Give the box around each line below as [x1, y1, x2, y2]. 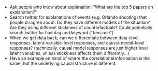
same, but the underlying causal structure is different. [9, 60, 117, 66]
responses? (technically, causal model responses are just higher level [9, 45, 148, 51]
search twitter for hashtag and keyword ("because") [9, 30, 114, 35]
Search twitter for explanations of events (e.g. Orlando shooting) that [9, 14, 147, 20]
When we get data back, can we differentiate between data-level [9, 35, 139, 41]
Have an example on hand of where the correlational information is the [9, 56, 150, 61]
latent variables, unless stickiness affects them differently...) [9, 50, 129, 56]
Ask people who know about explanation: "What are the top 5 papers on [9, 4, 153, 10]
